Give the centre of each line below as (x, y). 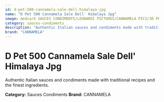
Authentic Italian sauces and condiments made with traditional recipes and (80, 80)
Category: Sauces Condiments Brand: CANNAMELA (58, 94)
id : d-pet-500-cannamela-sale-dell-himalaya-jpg (55, 9)
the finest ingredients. (27, 85)
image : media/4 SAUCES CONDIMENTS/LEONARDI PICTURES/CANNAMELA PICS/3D (79, 18)
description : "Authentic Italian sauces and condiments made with (74, 28)
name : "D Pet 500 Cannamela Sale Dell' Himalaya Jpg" (61, 14)
